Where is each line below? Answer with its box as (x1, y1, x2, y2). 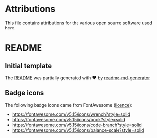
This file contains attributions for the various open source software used (5, 20, 152, 26)
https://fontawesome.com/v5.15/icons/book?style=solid (12, 116, 126, 122)
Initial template (5, 61, 52, 70)
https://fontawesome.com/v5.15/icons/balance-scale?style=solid (12, 127, 144, 133)
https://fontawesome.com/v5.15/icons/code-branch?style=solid (12, 122, 142, 128)
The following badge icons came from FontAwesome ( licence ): (5, 102, 133, 108)
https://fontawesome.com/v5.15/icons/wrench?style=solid (12, 111, 131, 117)
